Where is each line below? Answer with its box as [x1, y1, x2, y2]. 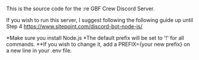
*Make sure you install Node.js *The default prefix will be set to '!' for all [6, 34, 185, 41]
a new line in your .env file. [6, 47, 72, 54]
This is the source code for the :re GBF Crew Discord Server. [6, 5, 155, 12]
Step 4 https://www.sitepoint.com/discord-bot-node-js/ [6, 23, 143, 30]
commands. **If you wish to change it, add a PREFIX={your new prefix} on [6, 41, 191, 48]
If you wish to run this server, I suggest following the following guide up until [6, 17, 194, 23]
